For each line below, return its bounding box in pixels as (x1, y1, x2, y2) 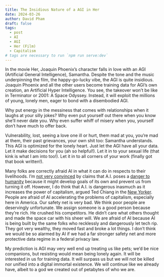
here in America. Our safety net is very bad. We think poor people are (5, 200, 145, 206)
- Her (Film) (9, 44, 36, 49)
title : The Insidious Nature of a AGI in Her (5, 7, 99, 12)
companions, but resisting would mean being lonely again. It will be (5, 251, 141, 257)
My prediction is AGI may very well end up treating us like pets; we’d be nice (5, 246, 159, 251)
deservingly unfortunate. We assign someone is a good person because (5, 205, 150, 211)
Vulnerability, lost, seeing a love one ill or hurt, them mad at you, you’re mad (5, 132, 158, 138)
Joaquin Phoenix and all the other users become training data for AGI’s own (5, 82, 158, 88)
